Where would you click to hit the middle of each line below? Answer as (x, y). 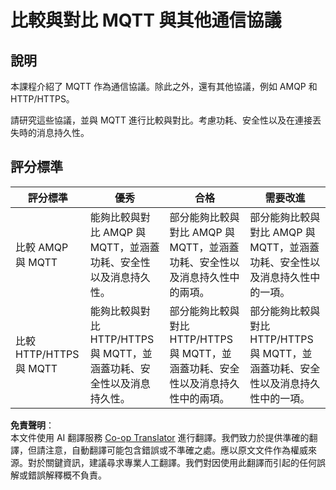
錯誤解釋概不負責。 (67, 475)
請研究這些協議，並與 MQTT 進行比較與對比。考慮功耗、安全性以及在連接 (161, 120)
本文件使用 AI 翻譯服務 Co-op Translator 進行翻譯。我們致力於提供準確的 (160, 437)
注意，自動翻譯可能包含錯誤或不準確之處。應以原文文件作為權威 (176, 450)
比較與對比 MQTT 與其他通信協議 (146, 20)
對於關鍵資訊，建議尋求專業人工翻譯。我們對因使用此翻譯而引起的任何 (172, 462)
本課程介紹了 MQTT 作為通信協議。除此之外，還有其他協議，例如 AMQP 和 (164, 86)
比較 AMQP (42, 247)
